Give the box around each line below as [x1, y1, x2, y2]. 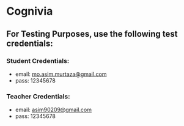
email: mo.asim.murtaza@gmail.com [15, 70, 107, 78]
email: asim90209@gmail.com [15, 106, 92, 114]
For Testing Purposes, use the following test [6, 29, 178, 39]
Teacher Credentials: [6, 92, 70, 100]
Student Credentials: [6, 56, 70, 65]
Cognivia [6, 4, 53, 18]
